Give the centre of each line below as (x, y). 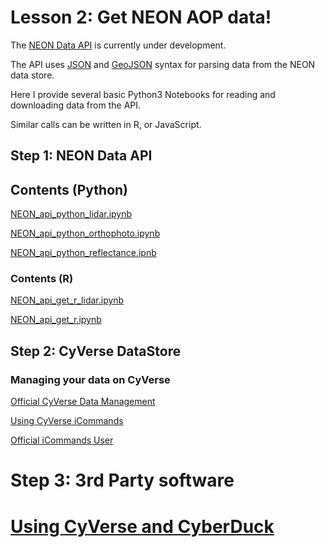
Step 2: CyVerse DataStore (96, 351)
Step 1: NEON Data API (81, 156)
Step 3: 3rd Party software (122, 480)
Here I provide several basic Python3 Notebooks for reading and (143, 94)
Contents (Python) (69, 189)
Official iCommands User (62, 440)
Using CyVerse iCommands (67, 421)
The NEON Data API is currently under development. (118, 45)
